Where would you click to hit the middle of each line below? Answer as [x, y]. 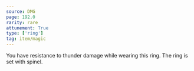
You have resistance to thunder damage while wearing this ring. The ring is [97, 55]
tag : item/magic [26, 39]
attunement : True [27, 28]
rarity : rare [22, 22]
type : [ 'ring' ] [25, 33]
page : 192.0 [21, 17]
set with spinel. [24, 62]
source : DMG [21, 11]
